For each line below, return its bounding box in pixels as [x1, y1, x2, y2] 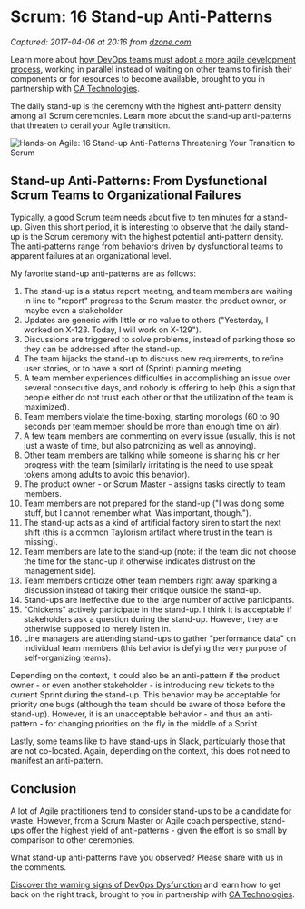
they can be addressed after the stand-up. [23, 343, 182, 354]
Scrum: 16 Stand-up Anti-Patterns [10, 6, 273, 27]
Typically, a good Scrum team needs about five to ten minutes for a [10, 212, 261, 222]
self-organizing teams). [23, 652, 112, 663]
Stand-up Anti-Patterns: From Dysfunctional [10, 173, 268, 189]
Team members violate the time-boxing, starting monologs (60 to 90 [23, 410, 280, 421]
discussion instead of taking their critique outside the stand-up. [23, 584, 261, 596]
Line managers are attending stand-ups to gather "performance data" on [23, 633, 296, 644]
